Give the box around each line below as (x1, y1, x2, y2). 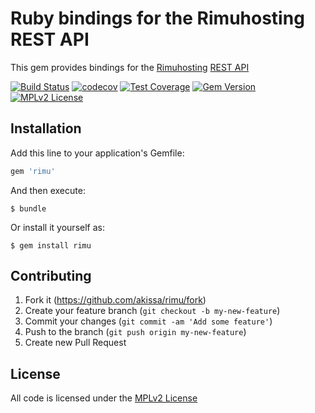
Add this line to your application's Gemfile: (10, 147, 185, 159)
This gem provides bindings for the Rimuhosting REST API (10, 61, 250, 73)
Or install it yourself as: (10, 221, 105, 233)
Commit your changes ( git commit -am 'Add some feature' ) (24, 315, 273, 327)
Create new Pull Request (24, 337, 127, 349)
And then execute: (10, 184, 86, 196)
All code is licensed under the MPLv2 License (10, 392, 198, 404)
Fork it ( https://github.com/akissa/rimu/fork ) (24, 294, 207, 306)
